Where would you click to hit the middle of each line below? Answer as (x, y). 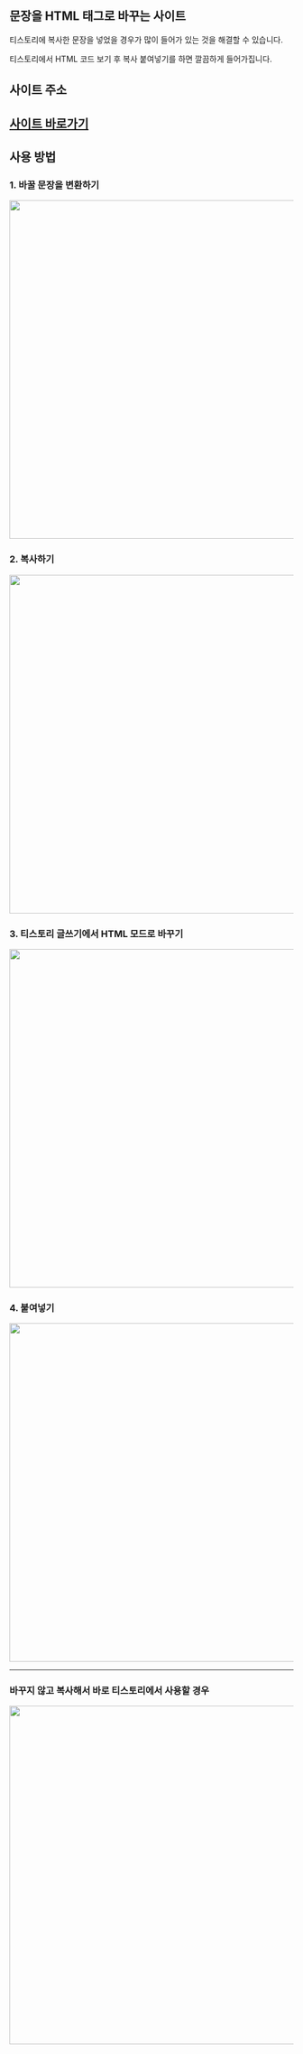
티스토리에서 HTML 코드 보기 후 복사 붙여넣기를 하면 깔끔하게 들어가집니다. (141, 59)
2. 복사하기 (32, 560)
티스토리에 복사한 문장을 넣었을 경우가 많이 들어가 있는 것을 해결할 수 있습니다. (147, 40)
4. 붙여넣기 (32, 1307)
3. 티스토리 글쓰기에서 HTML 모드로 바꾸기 (96, 934)
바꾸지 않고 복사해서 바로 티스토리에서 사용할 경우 (110, 1691)
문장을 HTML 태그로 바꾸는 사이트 (98, 16)
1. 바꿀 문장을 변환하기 (55, 185)
